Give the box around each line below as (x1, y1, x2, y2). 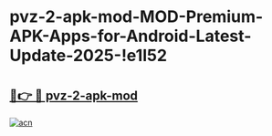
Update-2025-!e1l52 (9, 46, 167, 66)
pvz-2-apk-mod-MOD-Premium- (9, 6, 264, 27)
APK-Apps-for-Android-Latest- (9, 26, 252, 47)
